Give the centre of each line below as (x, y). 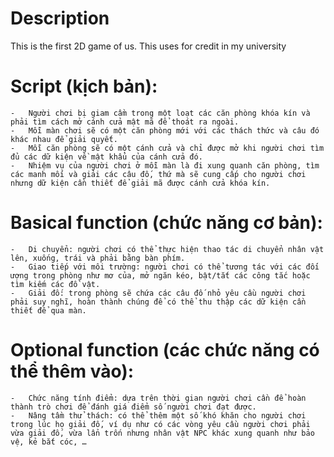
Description (60, 18)
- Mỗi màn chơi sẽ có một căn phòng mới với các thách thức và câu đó (165, 130)
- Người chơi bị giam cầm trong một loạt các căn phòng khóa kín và (160, 113)
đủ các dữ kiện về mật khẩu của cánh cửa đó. (106, 157)
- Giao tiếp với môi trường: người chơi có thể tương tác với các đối (165, 267)
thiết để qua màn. (48, 310)
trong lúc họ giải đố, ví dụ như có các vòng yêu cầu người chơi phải (160, 424)
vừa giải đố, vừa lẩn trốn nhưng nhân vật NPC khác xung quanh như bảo (162, 433)
